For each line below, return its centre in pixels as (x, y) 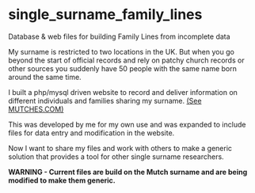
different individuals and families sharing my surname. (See (105, 100)
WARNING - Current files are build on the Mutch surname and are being (128, 172)
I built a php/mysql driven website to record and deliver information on (123, 92)
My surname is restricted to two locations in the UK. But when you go (122, 51)
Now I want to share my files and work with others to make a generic (120, 148)
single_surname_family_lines (105, 15)
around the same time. (45, 77)
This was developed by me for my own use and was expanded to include (127, 124)
